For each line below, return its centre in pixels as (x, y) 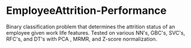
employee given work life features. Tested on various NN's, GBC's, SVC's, (95, 32)
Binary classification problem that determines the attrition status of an (91, 27)
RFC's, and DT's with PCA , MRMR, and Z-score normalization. (82, 39)
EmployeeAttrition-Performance (86, 11)
